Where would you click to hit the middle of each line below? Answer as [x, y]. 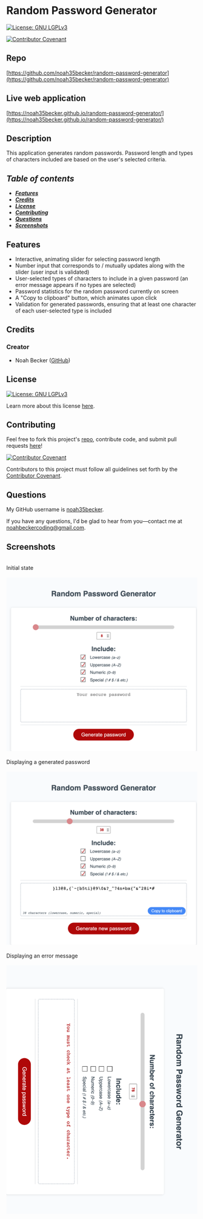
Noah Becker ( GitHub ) [43, 360]
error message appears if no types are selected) [75, 285]
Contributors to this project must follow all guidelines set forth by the [92, 469]
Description [29, 138]
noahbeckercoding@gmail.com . [46, 528]
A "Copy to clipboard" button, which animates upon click [86, 298]
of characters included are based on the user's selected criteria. [86, 160]
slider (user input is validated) [52, 272]
